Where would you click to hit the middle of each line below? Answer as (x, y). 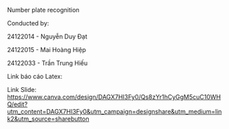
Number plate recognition (43, 10)
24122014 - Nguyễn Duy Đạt (47, 36)
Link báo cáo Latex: (35, 76)
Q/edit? (18, 104)
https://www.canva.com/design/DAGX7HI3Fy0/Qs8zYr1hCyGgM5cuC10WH (114, 97)
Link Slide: (22, 90)
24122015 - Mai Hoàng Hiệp (46, 50)
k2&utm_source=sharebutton (48, 119)
